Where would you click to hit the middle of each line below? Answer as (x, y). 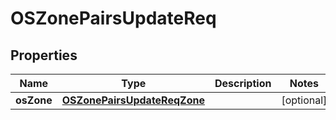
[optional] (304, 100)
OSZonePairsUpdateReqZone (133, 100)
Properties (44, 55)
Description (243, 83)
